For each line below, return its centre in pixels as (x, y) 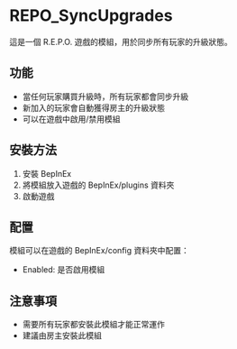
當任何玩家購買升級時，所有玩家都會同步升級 (105, 96)
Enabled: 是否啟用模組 (64, 270)
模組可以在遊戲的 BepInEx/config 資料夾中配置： (99, 251)
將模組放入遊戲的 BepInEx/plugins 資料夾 (98, 185)
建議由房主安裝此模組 (62, 335)
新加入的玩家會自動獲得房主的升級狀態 (93, 107)
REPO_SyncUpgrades (91, 16)
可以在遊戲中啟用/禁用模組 (71, 119)
